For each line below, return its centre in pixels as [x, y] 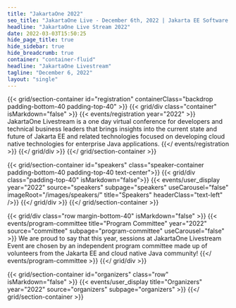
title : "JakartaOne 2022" [45, 14]
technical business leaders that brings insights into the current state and [112, 129]
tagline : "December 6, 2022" [50, 72]
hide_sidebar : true [36, 46]
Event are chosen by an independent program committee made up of [107, 246]
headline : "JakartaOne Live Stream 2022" [69, 27]
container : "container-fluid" [52, 60]
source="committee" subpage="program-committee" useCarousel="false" [116, 231]
